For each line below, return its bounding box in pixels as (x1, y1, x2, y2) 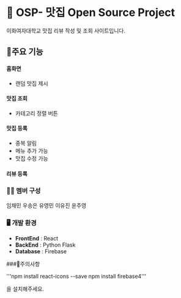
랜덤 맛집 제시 (15, 80, 48, 87)
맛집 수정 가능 (15, 154, 48, 162)
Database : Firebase (15, 248, 67, 255)
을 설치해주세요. (6, 285, 45, 292)
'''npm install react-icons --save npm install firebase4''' (6, 273, 147, 280)
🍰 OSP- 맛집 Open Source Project (6, 6, 175, 20)
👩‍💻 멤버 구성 (6, 187, 41, 195)
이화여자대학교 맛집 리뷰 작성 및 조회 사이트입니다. (6, 27, 126, 34)
